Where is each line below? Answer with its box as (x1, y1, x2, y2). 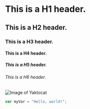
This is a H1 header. (5, 3, 86, 15)
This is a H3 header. (5, 38, 54, 45)
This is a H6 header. (5, 74, 46, 80)
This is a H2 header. (5, 23, 67, 32)
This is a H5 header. (5, 61, 47, 67)
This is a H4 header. (5, 51, 47, 56)
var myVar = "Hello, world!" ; (5, 99, 67, 104)
